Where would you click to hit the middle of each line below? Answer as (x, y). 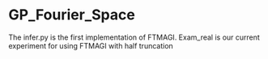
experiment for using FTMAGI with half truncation (91, 45)
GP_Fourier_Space (72, 15)
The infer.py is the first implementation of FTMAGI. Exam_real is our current (134, 37)
